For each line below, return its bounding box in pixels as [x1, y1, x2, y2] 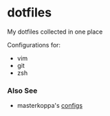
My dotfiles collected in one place [7, 27, 103, 36]
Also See [7, 86, 38, 95]
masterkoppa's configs [16, 102, 83, 110]
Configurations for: [7, 40, 60, 49]
